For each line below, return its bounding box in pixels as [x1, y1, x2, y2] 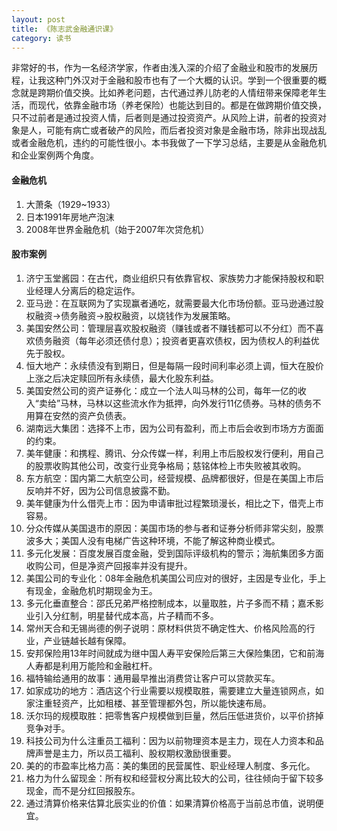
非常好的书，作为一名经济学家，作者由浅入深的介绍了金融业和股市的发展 [11, 62, 309, 74]
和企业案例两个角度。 [11, 149, 99, 161]
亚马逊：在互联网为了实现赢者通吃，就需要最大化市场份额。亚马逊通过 [25, 297, 316, 309]
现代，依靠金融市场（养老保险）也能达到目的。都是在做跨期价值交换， [37, 99, 327, 111]
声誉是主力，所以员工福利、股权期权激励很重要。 [34, 747, 237, 759]
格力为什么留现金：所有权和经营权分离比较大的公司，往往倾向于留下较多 [25, 772, 324, 784]
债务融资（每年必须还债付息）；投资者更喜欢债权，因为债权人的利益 [34, 334, 311, 346]
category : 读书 [11, 33, 72, 43]
